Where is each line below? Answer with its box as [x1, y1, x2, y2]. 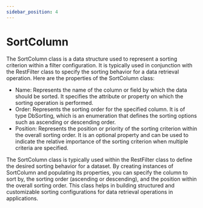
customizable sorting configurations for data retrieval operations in [6, 188, 173, 195]
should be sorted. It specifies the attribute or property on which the [15, 92, 184, 100]
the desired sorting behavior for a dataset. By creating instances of [6, 162, 174, 170]
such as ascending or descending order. [15, 118, 116, 126]
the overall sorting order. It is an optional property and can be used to [15, 131, 189, 138]
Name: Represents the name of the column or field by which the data [15, 86, 187, 93]
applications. [6, 195, 38, 202]
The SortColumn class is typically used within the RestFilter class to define [6, 156, 193, 163]
